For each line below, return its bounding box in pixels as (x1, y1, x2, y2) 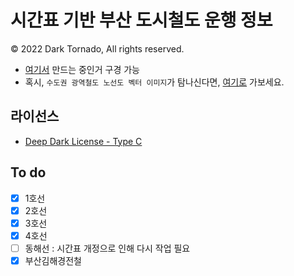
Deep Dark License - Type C (24, 135, 143, 147)
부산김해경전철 (24, 254, 82, 266)
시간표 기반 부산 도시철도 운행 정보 (10, 9, 273, 32)
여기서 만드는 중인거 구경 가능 (24, 63, 140, 75)
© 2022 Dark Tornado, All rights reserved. (10, 42, 185, 55)
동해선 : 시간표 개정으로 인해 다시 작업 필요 (24, 242, 191, 254)
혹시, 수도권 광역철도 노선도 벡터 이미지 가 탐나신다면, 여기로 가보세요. (24, 76, 285, 88)
